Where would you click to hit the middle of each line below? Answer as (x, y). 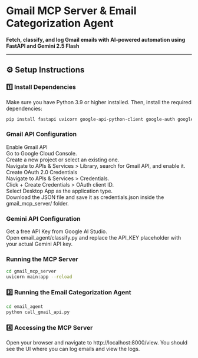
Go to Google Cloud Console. (42, 153)
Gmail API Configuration (42, 134)
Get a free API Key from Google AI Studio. (57, 231)
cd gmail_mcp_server (32, 271)
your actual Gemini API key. (39, 244)
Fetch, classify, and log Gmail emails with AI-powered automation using (96, 39)
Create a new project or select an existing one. (63, 160)
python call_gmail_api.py (38, 312)
